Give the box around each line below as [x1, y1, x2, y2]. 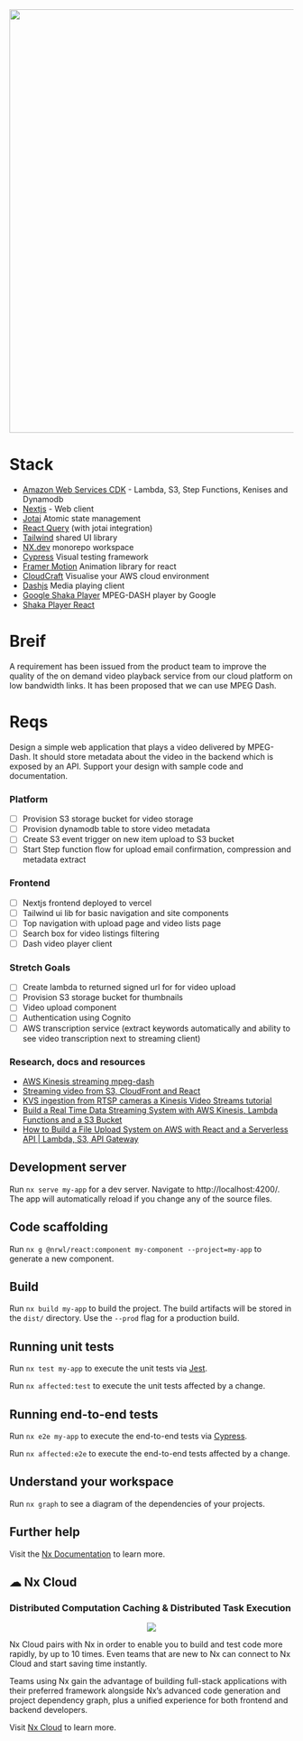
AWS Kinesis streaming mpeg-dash [22, 1075, 155, 1087]
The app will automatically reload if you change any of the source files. [9, 1193, 272, 1204]
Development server [9, 1160, 127, 1175]
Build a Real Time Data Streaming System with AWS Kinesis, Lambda [22, 1104, 278, 1115]
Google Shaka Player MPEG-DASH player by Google [22, 589, 216, 600]
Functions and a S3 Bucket [22, 1114, 123, 1125]
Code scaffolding [9, 1220, 108, 1235]
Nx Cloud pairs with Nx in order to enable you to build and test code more [9, 1639, 283, 1650]
